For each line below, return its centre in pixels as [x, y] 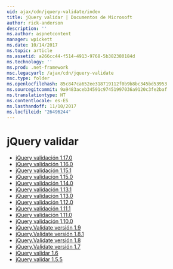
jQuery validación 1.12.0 [44, 202]
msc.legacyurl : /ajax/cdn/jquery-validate [60, 73]
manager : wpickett [30, 39]
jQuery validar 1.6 [37, 253]
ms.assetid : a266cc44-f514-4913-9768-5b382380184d [71, 56]
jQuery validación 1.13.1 [44, 189]
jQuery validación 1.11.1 [43, 209]
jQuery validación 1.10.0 [44, 221]
